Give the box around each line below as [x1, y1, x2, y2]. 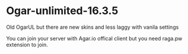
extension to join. [6, 41, 49, 48]
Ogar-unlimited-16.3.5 [6, 4, 119, 18]
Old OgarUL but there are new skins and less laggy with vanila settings [6, 23, 179, 31]
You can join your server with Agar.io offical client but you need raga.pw [6, 35, 183, 42]
